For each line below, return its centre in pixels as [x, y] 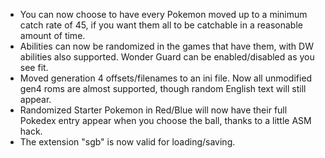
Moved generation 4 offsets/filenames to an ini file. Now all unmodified [166, 78]
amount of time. [52, 35]
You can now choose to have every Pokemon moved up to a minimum [163, 14]
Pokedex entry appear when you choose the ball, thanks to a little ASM [165, 120]
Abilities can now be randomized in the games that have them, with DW [166, 46]
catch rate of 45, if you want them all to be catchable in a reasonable [161, 25]
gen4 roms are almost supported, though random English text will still [163, 88]
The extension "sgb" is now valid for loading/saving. [127, 142]
